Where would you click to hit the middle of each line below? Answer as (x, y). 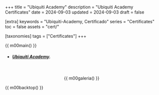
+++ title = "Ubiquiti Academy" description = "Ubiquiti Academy (69, 7)
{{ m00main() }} (21, 45)
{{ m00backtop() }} (24, 87)
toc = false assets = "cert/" (32, 27)
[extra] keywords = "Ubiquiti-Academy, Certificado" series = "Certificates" (80, 22)
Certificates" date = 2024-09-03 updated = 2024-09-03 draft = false (75, 12)
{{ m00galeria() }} (82, 78)
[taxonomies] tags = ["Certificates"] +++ (46, 36)
